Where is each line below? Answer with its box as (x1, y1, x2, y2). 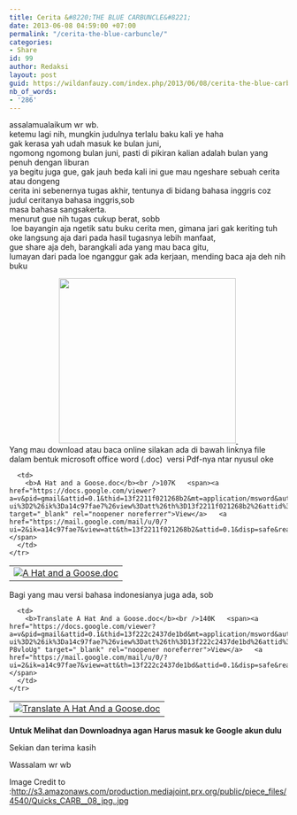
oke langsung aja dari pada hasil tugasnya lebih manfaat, (9, 232, 217, 244)
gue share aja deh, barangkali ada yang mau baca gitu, (9, 242, 209, 252)
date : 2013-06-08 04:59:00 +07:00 (9, 21, 137, 30)
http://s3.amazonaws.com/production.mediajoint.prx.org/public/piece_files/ (11, 786, 287, 797)
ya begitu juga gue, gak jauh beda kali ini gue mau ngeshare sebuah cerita (9, 167, 280, 177)
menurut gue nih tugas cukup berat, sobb (9, 213, 161, 224)
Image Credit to (9, 777, 66, 788)
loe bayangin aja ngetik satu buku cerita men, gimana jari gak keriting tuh (11, 223, 278, 234)
